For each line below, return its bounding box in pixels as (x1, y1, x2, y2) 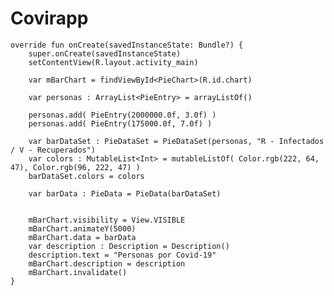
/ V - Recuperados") (10, 145, 97, 155)
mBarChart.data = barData (28, 232, 137, 242)
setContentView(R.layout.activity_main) (28, 57, 199, 67)
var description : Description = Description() (28, 241, 230, 251)
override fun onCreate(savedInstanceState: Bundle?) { (10, 40, 244, 50)
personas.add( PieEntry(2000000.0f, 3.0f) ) (28, 110, 217, 120)
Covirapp (10, 7, 89, 30)
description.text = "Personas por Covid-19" (28, 250, 217, 260)
